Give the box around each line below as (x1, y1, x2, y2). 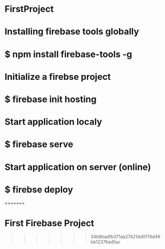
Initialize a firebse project (4, 71, 111, 82)
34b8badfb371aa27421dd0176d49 (90, 234, 161, 240)
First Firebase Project (4, 217, 94, 229)
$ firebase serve (4, 139, 74, 150)
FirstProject (4, 3, 54, 15)
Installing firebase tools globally (4, 26, 139, 37)
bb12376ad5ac (90, 239, 121, 245)
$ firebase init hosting (4, 94, 97, 105)
